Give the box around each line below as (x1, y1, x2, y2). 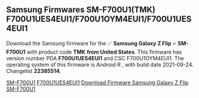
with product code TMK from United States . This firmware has (26, 48, 182, 56)
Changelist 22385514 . (6, 67, 62, 74)
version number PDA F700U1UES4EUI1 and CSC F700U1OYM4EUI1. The (6, 54, 184, 62)
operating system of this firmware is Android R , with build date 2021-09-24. (6, 61, 194, 68)
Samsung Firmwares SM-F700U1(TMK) (6, 5, 156, 15)
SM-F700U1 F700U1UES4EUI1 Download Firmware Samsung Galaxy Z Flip (6, 79, 189, 86)
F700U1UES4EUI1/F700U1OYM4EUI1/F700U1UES (6, 14, 192, 24)
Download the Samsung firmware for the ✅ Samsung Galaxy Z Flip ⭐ (6, 39, 177, 47)
